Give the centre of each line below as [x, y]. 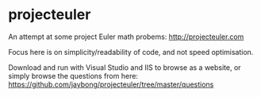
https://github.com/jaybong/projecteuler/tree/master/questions [111, 84]
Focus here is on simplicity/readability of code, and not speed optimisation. [131, 52]
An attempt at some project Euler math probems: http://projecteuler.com [126, 37]
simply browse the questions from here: [73, 76]
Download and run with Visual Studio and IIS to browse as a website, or [125, 67]
